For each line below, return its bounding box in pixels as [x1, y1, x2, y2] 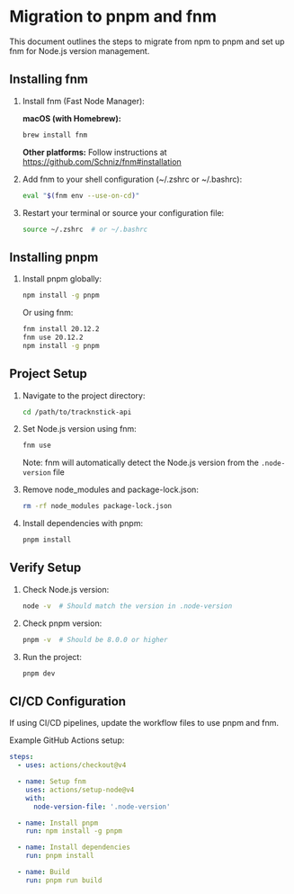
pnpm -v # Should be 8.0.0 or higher [22, 635, 168, 644]
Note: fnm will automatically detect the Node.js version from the [22, 457, 259, 469]
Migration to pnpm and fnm [9, 6, 218, 27]
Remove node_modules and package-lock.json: [22, 484, 200, 496]
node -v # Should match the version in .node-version [22, 601, 233, 611]
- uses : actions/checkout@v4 [17, 761, 127, 770]
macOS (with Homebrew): [22, 112, 121, 123]
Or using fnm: [22, 308, 74, 318]
